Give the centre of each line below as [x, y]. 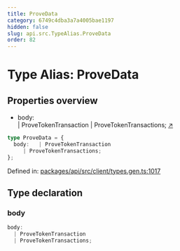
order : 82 [22, 40]
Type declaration [45, 193]
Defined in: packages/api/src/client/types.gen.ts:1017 [84, 171]
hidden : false [28, 27]
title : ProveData [33, 14]
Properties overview [53, 100]
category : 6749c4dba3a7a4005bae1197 [61, 20]
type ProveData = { [36, 138]
